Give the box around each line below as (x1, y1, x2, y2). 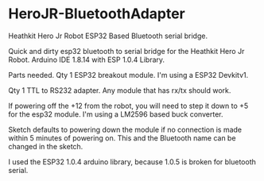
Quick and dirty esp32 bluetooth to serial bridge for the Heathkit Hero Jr (8, 46, 245, 56)
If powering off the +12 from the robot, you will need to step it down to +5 (8, 101, 249, 110)
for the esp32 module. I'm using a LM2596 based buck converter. (8, 109, 223, 119)
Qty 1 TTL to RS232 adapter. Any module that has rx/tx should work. (8, 85, 231, 95)
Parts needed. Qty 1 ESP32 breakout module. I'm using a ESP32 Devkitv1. (8, 70, 249, 79)
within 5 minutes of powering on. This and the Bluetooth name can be (8, 133, 236, 143)
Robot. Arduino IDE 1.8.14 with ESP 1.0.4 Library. (8, 55, 165, 64)
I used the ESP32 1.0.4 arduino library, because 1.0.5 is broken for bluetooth (8, 156, 257, 167)
